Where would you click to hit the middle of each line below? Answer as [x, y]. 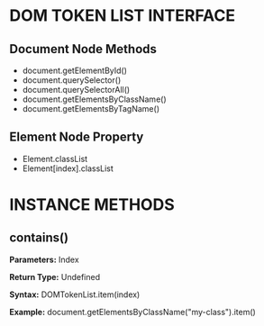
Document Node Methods [83, 49]
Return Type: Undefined [55, 276]
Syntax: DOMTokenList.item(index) [75, 294]
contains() [39, 238]
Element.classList [55, 158]
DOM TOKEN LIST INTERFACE [123, 16]
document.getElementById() [75, 70]
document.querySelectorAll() [76, 90]
